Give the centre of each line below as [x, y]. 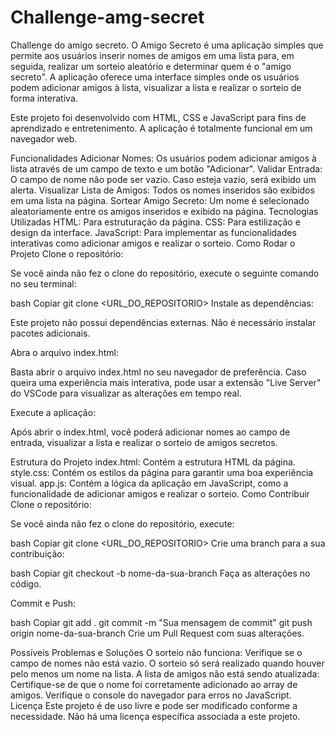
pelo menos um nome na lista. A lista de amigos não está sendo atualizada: [165, 673]
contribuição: [37, 553]
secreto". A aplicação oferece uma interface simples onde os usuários [155, 77]
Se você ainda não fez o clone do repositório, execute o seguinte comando [165, 273]
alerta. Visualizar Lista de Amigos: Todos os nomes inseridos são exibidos [162, 190]
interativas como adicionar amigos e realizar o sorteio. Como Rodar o [153, 243]
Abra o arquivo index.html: [65, 352]
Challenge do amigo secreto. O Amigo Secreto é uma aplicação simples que [167, 45]
